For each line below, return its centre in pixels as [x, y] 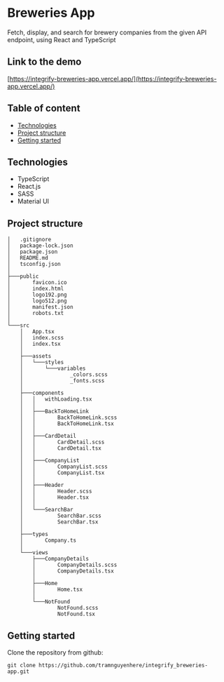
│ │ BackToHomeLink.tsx [67, 424]
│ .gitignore [29, 240]
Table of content [44, 108]
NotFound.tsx [76, 614]
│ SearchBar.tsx [59, 522]
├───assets [36, 356]
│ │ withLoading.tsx [56, 399]
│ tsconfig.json [34, 265]
